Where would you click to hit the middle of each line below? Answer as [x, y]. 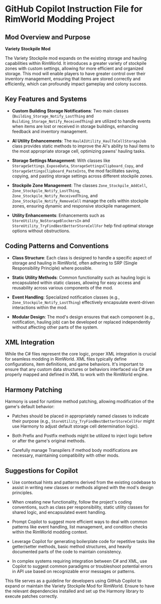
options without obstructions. [41, 231]
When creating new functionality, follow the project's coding [72, 502]
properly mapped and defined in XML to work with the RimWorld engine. [77, 375]
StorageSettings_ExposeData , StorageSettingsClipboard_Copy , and [78, 165]
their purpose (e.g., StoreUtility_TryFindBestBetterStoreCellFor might [83, 421]
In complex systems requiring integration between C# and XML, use [80, 561]
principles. [22, 493]
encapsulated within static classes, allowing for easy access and [76, 283]
